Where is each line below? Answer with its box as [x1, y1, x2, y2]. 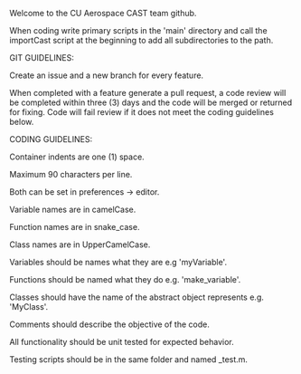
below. [9, 117, 34, 127]
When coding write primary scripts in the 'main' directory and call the [9, 25, 268, 35]
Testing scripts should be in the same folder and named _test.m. [9, 354, 249, 365]
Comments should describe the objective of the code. [9, 319, 210, 330]
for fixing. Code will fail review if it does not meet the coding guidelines [9, 107, 274, 117]
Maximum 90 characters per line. [9, 169, 133, 179]
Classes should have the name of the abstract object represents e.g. [9, 292, 265, 302]
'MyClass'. [9, 302, 49, 312]
